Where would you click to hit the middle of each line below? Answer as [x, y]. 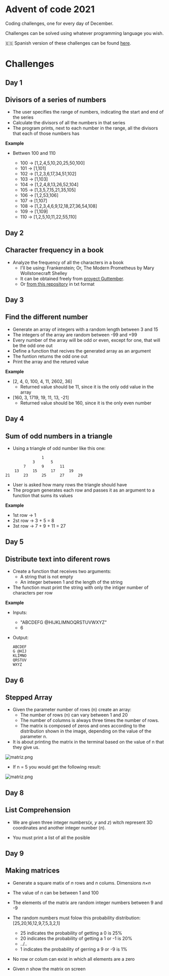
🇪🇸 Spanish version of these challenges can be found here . [68, 43]
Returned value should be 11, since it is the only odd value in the [87, 387]
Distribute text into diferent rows [58, 559]
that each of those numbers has [46, 133]
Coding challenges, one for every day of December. [59, 23]
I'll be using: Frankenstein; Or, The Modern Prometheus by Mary [87, 268]
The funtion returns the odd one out [50, 356]
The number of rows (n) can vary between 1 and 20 [74, 715]
